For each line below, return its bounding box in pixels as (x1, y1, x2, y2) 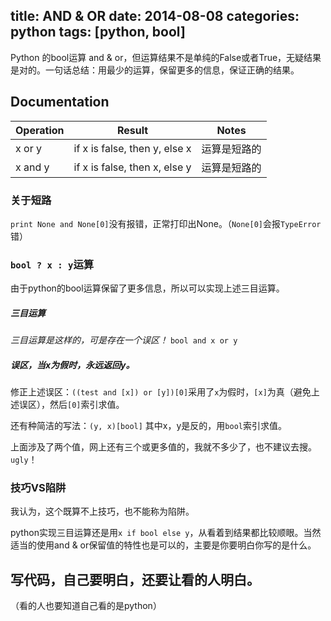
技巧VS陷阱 (10, 481, 67, 495)
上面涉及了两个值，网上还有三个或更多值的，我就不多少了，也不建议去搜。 (10, 441, 317, 453)
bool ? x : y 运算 (10, 257, 95, 271)
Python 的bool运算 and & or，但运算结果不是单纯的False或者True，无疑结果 (10, 51, 322, 63)
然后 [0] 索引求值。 (49, 399, 125, 411)
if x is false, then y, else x (73, 141, 192, 155)
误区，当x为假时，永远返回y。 (10, 359, 135, 371)
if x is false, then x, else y (73, 160, 192, 174)
